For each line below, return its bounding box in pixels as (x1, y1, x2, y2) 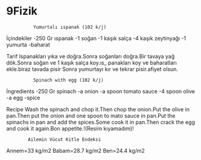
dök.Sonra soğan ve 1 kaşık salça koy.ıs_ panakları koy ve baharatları (6, 59, 177, 66)
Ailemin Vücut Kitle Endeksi (28, 137, 101, 143)
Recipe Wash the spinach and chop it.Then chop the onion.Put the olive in (6, 105, 190, 112)
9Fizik (6, 4, 38, 18)
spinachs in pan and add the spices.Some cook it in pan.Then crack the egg (6, 118, 195, 126)
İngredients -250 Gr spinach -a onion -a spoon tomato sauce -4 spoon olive (6, 87, 195, 94)
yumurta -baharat (6, 41, 50, 48)
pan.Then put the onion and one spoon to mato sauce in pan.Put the (6, 112, 176, 119)
